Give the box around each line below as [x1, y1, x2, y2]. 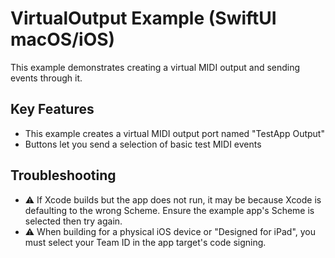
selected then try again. [24, 215, 123, 227]
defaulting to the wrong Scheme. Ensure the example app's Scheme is [24, 204, 315, 216]
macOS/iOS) [10, 28, 116, 51]
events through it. [10, 72, 83, 84]
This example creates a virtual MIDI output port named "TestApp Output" [24, 127, 325, 139]
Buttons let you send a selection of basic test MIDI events [24, 138, 262, 150]
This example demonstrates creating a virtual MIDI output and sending [10, 61, 301, 73]
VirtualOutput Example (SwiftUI [10, 7, 277, 30]
